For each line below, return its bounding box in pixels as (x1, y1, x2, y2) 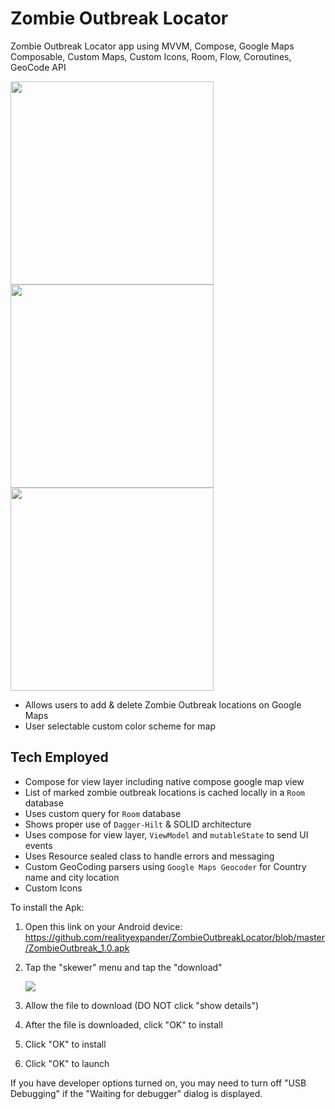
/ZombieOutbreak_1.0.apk (24, 942, 130, 954)
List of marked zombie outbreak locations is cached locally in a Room (24, 786, 305, 798)
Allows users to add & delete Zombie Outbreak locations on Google (24, 698, 302, 711)
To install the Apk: (10, 901, 85, 913)
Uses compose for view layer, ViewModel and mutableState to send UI (24, 828, 309, 841)
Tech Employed (10, 749, 109, 766)
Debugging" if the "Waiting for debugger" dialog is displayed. (10, 1087, 263, 1099)
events (24, 839, 53, 851)
